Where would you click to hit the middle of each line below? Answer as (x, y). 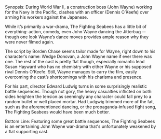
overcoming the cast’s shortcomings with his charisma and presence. (74, 77)
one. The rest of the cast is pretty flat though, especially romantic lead (75, 62)
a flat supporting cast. (27, 132)
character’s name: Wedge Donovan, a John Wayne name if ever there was (79, 56)
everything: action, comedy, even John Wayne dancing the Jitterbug (73, 32)
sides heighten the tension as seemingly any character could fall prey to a (78, 97)
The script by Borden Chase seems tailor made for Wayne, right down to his (80, 51)
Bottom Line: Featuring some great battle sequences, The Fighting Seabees (80, 121)
